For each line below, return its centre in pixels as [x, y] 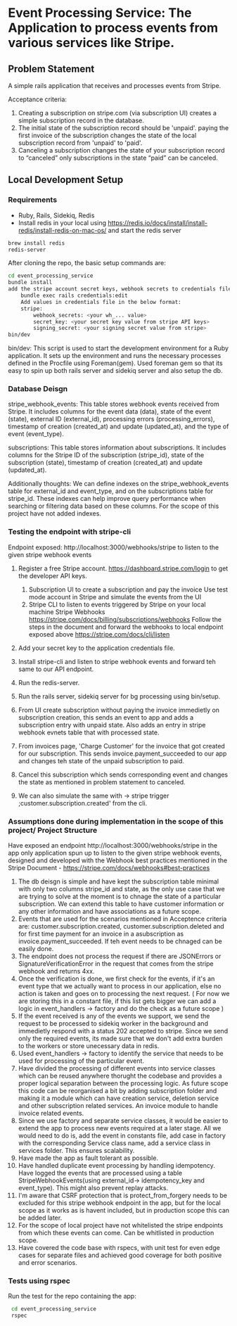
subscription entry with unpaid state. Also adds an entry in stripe [112, 725]
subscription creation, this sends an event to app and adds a [106, 717]
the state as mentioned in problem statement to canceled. [102, 782]
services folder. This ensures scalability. [76, 1151]
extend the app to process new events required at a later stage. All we [120, 1128]
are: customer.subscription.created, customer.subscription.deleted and [121, 926]
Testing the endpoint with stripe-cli [70, 532]
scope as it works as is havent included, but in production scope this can [124, 1211]
